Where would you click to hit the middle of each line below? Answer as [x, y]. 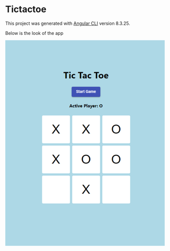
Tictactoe [26, 9]
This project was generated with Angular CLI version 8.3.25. [68, 23]
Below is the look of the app [34, 33]
